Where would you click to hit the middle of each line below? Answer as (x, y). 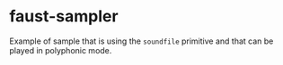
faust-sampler (64, 16)
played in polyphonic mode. (61, 50)
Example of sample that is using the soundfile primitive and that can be (141, 41)
